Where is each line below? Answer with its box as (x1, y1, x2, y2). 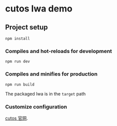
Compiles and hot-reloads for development (5, 47, 112, 54)
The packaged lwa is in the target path (5, 90, 86, 96)
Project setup (5, 23, 48, 31)
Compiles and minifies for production (5, 70, 97, 77)
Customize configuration (5, 103, 67, 110)
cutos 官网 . (5, 115, 28, 121)
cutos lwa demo (5, 3, 72, 14)
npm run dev (5, 59, 30, 64)
